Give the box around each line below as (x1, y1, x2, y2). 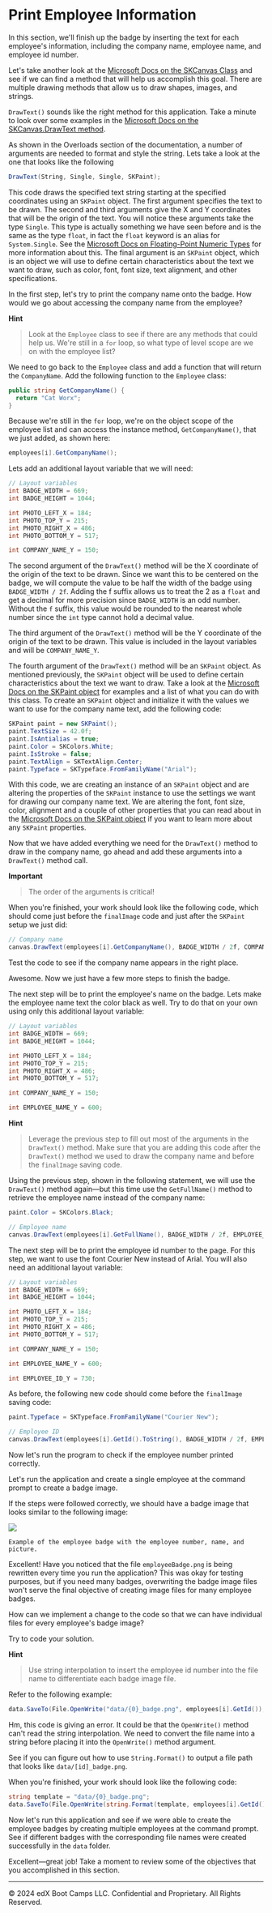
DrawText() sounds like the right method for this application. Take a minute (8, 107, 257, 117)
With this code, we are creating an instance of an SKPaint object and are (8, 779, 249, 789)
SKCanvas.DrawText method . (8, 124, 106, 134)
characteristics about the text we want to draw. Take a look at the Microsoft (8, 678, 260, 688)
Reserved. (8, 1897, 43, 1907)
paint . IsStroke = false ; (8, 749, 92, 758)
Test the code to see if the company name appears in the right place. (8, 958, 239, 967)
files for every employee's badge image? (8, 1618, 144, 1628)
